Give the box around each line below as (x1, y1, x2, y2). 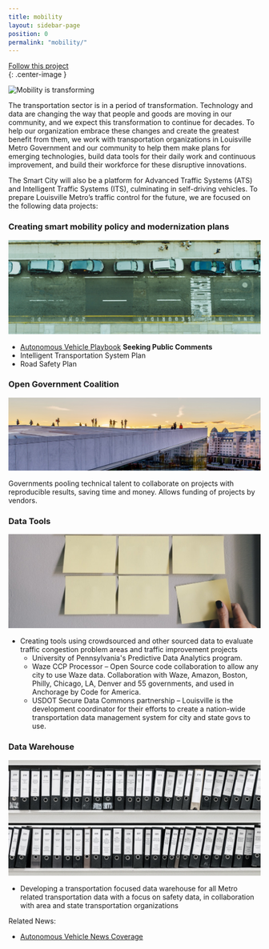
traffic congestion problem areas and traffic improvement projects (19, 645, 238, 655)
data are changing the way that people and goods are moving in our (8, 109, 232, 119)
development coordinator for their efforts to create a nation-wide (31, 704, 246, 714)
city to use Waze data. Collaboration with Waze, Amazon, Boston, (31, 671, 248, 680)
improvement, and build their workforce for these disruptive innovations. (8, 160, 247, 170)
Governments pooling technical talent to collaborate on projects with (8, 479, 235, 488)
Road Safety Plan (19, 358, 78, 368)
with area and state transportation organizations (19, 901, 179, 911)
